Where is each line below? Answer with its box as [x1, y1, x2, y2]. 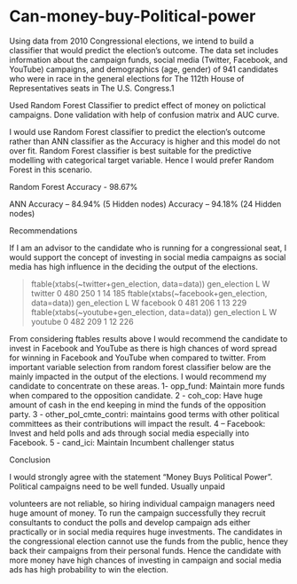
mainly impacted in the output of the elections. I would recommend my [9, 371, 268, 382]
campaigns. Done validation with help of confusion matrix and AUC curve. [9, 109, 280, 120]
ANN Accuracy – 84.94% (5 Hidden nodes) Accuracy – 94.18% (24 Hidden [9, 198, 282, 209]
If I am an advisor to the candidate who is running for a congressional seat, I [9, 242, 286, 253]
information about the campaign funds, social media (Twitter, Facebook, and [9, 54, 288, 65]
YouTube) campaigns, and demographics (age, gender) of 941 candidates [9, 64, 279, 75]
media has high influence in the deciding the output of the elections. [9, 261, 259, 272]
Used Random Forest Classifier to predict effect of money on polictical [9, 99, 266, 110]
